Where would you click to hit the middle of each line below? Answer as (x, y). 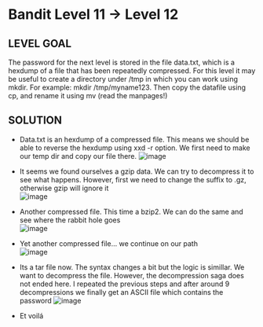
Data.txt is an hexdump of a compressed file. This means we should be (134, 139)
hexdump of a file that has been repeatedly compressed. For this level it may (132, 71)
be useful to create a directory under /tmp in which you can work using (123, 79)
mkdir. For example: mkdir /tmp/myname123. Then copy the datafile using (127, 87)
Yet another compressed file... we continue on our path (109, 243)
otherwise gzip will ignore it (64, 188)
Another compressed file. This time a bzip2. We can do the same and (131, 211)
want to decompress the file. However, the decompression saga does (132, 275)
